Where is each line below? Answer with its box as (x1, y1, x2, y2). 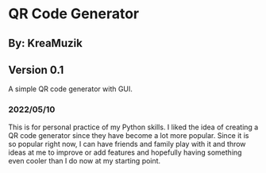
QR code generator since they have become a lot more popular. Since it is (8, 130, 249, 140)
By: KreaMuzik (8, 37, 83, 50)
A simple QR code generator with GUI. (8, 84, 133, 94)
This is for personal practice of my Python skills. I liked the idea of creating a (8, 122, 259, 132)
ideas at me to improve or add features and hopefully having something (8, 148, 242, 157)
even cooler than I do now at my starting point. (8, 156, 161, 165)
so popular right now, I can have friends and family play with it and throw (8, 139, 246, 148)
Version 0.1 (8, 63, 64, 76)
